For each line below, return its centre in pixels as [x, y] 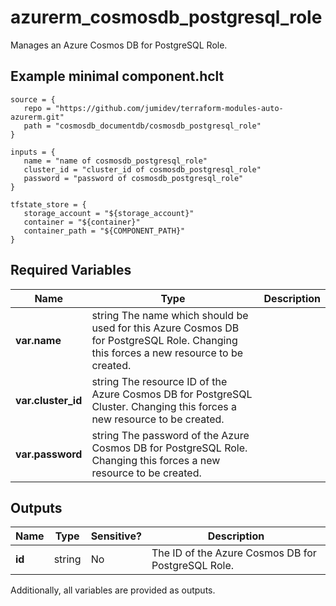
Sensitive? [116, 536]
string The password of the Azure [170, 435]
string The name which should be [170, 315]
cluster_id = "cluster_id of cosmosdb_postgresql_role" [142, 169]
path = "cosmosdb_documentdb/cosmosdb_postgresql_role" [142, 126]
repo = [37, 108]
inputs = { [33, 152]
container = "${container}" [82, 222]
